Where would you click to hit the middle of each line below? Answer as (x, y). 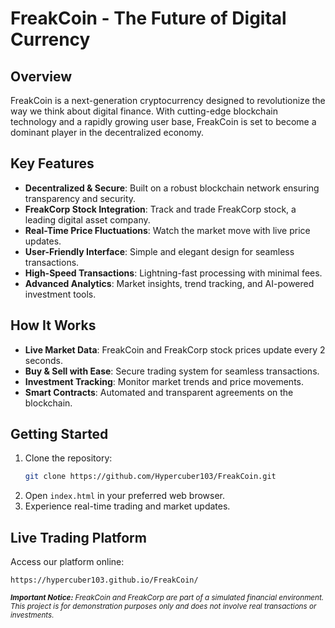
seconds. (44, 360)
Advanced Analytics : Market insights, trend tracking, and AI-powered (169, 283)
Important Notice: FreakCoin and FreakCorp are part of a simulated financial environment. (167, 598)
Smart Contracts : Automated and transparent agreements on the (159, 392)
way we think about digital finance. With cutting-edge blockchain (144, 111)
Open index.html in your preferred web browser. (125, 496)
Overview (41, 76)
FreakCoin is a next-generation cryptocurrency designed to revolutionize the (168, 100)
